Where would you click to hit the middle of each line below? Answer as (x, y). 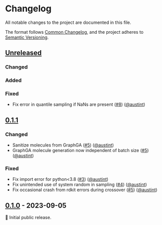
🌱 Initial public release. (28, 218)
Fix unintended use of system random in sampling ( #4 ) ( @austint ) (80, 185)
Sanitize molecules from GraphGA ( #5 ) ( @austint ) (63, 145)
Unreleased (24, 53)
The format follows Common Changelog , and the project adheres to (74, 32)
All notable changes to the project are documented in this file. (68, 22)
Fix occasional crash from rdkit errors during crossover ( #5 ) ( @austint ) (85, 190)
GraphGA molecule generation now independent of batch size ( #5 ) (81, 150)
